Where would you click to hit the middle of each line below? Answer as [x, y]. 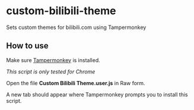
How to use [27, 46]
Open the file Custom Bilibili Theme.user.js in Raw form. [76, 83]
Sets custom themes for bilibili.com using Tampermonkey [76, 27]
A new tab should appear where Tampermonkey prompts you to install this [97, 94]
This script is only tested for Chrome [51, 72]
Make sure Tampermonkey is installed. [53, 60]
